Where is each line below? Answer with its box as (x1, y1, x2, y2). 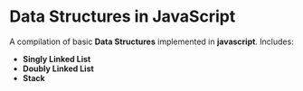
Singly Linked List (22, 53, 91, 64)
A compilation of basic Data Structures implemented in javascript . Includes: (9, 36, 294, 47)
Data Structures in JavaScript (9, 6, 236, 27)
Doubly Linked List (22, 63, 95, 74)
